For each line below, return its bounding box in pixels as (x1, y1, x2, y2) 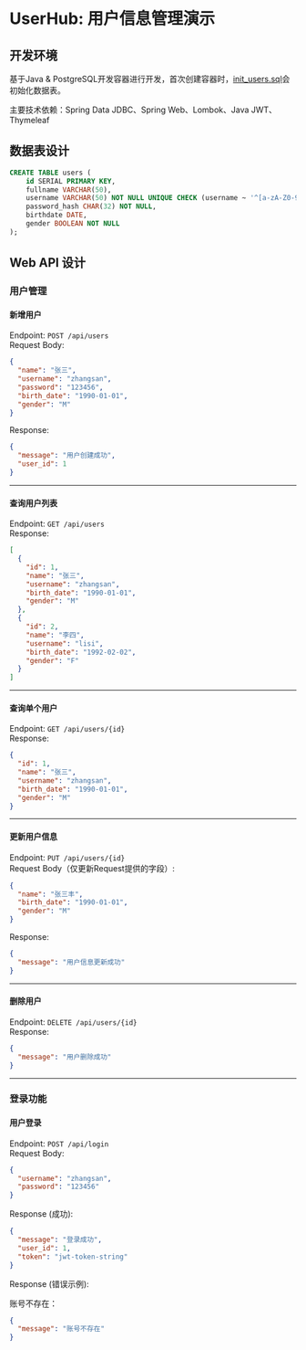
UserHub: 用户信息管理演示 (9, 8, 216, 29)
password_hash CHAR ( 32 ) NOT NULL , (25, 202, 157, 211)
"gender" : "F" (25, 656, 79, 665)
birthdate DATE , (25, 211, 88, 220)
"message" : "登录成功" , (17, 1235, 103, 1245)
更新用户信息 (9, 831, 57, 842)
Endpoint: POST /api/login (9, 1138, 109, 1149)
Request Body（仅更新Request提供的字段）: (9, 862, 175, 873)
